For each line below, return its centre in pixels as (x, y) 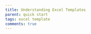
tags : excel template (28, 19)
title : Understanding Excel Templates (45, 10)
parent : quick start (27, 14)
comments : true (21, 24)
